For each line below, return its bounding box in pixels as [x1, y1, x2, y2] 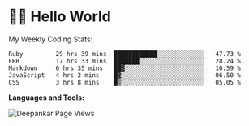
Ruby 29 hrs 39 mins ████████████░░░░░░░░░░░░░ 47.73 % [8, 50, 242, 58]
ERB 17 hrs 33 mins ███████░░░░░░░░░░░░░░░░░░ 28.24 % [8, 57, 242, 65]
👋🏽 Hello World [8, 7, 111, 26]
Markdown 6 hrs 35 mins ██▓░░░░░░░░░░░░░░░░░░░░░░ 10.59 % [8, 64, 242, 72]
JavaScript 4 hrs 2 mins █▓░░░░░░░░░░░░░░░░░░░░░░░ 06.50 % [8, 71, 242, 80]
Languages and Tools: [8, 93, 85, 102]
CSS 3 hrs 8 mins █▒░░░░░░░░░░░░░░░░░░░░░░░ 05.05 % [8, 78, 242, 86]
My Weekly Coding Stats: [8, 34, 93, 44]
